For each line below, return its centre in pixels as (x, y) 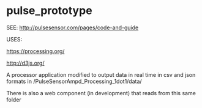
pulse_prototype (50, 11)
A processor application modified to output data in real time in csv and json (101, 74)
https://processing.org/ (36, 51)
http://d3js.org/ (25, 63)
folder (14, 99)
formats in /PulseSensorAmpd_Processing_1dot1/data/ (74, 81)
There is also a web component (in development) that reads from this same (101, 93)
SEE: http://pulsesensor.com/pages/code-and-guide (73, 27)
